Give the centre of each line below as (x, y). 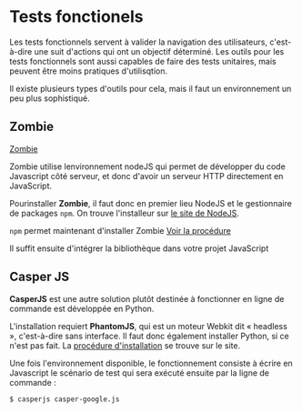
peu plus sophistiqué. (50, 98)
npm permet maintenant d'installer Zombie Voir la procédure (121, 230)
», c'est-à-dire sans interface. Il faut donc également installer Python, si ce (149, 336)
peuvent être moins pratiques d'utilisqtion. (89, 71)
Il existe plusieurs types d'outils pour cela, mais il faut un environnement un (151, 88)
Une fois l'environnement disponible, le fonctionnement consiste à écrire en (151, 363)
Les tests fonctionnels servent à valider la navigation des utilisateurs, (139, 42)
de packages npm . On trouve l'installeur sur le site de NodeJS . (124, 213)
